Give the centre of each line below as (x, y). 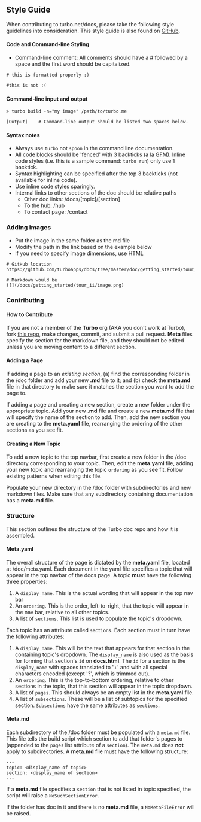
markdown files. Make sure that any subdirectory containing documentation (100, 494)
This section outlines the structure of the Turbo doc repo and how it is (92, 529)
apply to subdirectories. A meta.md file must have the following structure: (97, 751)
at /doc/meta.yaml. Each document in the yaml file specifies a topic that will (99, 569)
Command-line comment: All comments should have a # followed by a (101, 58)
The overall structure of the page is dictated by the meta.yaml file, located (98, 562)
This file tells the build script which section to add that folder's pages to (95, 738)
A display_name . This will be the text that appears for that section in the (102, 648)
